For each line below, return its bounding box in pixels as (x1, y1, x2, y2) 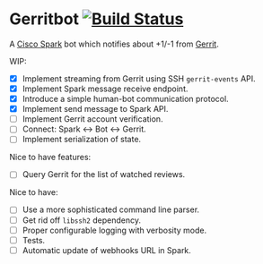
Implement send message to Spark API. (22, 104, 169, 115)
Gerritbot (9, 9, 79, 30)
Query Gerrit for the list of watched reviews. (22, 169, 186, 180)
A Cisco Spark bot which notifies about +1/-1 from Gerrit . (9, 38, 220, 49)
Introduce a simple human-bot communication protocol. (22, 94, 229, 105)
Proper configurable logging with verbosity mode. (22, 225, 207, 235)
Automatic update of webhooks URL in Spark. (22, 244, 191, 255)
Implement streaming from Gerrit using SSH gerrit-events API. (22, 72, 256, 84)
